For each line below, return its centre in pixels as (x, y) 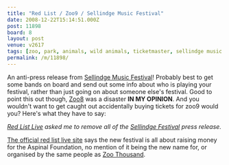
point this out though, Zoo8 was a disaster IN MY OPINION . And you (104, 99)
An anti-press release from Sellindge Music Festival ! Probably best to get (110, 77)
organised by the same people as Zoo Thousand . (76, 154)
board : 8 (20, 32)
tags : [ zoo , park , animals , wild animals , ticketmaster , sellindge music (115, 52)
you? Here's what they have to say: (57, 113)
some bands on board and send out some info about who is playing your (109, 84)
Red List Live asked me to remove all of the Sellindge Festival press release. (114, 126)
